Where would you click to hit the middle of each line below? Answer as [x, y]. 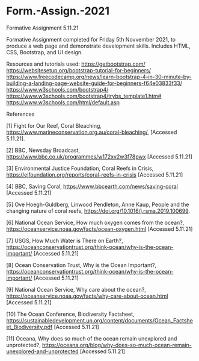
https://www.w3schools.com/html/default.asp [63, 102]
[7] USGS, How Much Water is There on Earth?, [65, 240]
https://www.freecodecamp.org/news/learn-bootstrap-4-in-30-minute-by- [99, 77]
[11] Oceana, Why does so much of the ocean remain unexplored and [92, 338]
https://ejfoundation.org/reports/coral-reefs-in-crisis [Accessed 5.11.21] [95, 174]
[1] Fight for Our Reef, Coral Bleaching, [54, 125]
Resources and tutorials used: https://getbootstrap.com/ [76, 64]
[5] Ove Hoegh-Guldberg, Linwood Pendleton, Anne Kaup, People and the [98, 204]
